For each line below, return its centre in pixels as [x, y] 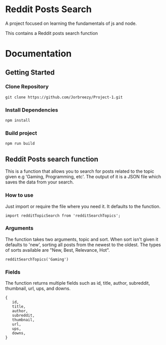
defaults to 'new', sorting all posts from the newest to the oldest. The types [83, 245]
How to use [19, 195]
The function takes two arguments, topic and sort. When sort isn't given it [82, 239]
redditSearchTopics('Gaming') [37, 259]
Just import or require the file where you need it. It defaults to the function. [83, 206]
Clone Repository [27, 87]
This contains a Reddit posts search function [52, 33]
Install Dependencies [32, 110]
